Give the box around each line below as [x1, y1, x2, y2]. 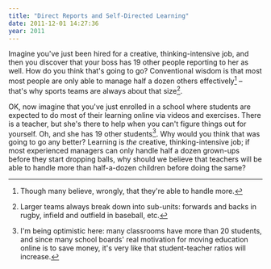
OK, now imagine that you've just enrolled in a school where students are [8, 102, 252, 111]
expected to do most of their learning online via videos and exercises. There [8, 110, 261, 120]
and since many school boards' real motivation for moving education [19, 235, 248, 245]
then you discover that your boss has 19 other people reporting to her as [8, 57, 248, 67]
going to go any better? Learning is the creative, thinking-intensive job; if [8, 137, 250, 147]
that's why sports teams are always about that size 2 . [8, 85, 183, 95]
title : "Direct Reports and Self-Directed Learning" [8, 11, 190, 20]
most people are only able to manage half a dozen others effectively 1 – [8, 74, 243, 86]
